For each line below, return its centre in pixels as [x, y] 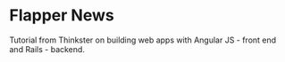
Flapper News [62, 15]
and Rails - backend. [47, 49]
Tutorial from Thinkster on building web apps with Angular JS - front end [143, 40]
